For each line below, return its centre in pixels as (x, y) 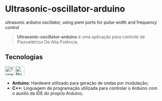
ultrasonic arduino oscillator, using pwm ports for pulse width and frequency (81, 22)
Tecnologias (24, 57)
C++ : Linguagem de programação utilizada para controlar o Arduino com (85, 88)
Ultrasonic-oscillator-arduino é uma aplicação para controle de (81, 37)
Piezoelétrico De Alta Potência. (48, 42)
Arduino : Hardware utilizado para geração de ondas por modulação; (80, 83)
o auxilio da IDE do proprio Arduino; (47, 93)
